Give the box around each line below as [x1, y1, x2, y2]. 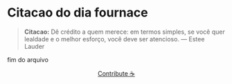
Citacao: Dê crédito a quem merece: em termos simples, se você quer [24, 28, 225, 36]
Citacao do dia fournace [7, 5, 148, 21]
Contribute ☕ [98, 69, 135, 77]
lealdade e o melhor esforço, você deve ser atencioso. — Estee [24, 34, 205, 43]
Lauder [24, 42, 45, 50]
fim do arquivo [7, 55, 48, 63]
